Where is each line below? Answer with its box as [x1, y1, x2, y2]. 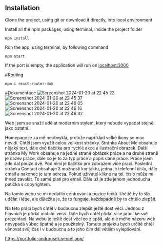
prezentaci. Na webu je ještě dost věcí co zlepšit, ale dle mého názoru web [5, 216, 156, 222]
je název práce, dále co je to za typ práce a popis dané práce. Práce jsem [5, 155, 153, 161]
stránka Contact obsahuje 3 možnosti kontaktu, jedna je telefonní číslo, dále [5, 165, 158, 171]
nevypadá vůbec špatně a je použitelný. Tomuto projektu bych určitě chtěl [5, 221, 154, 226]
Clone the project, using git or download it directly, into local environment [5, 17, 153, 22]
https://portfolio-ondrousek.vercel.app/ [5, 235, 84, 241]
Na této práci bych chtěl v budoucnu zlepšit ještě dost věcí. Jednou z [5, 205, 144, 211]
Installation [5, 4, 40, 12]
